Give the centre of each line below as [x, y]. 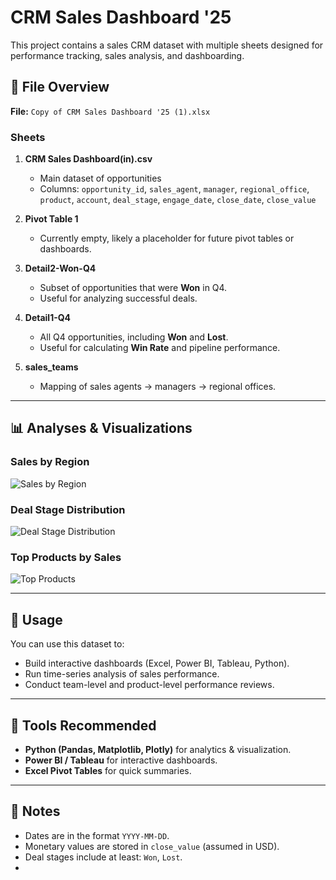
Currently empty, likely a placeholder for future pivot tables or [167, 238]
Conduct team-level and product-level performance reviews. [149, 685]
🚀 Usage [36, 619]
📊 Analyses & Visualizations [101, 428]
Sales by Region [50, 462]
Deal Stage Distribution [68, 509]
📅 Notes [35, 811]
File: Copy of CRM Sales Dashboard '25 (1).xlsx [110, 111]
